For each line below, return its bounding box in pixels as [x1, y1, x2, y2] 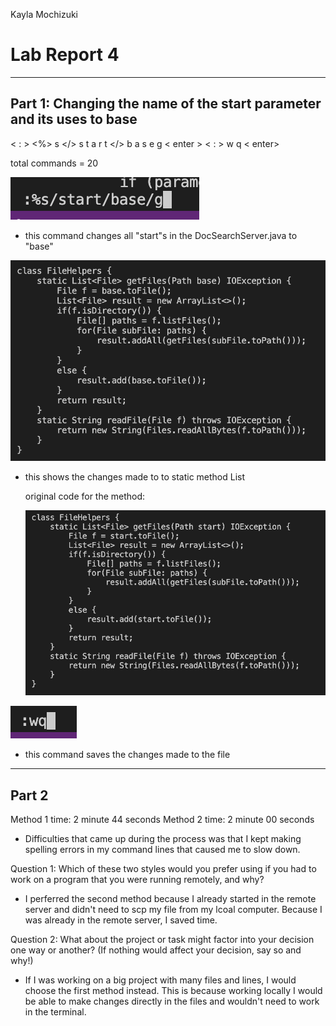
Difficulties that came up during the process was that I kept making [24, 833, 302, 845]
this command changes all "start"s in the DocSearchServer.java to [24, 229, 298, 241]
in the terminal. [24, 1006, 87, 1018]
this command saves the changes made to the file [24, 749, 231, 761]
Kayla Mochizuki [10, 9, 78, 20]
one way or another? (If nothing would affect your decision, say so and [10, 944, 302, 956]
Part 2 [10, 787, 49, 804]
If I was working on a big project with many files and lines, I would [24, 974, 297, 986]
